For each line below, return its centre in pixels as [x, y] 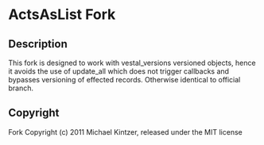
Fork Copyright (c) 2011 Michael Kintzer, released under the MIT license [125, 132]
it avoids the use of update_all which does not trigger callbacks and [118, 71]
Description [38, 44]
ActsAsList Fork [62, 15]
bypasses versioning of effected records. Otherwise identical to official [124, 80]
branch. [21, 88]
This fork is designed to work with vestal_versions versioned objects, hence [132, 63]
